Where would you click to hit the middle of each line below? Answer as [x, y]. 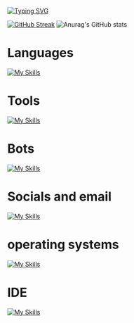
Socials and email [60, 196]
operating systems [63, 245]
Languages [40, 53]
